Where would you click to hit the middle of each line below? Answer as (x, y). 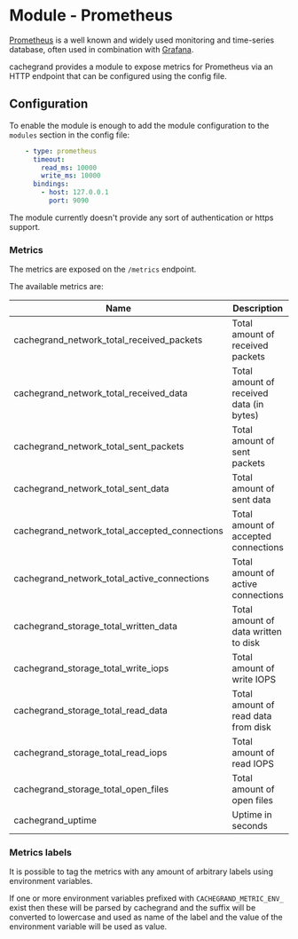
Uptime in (252, 815)
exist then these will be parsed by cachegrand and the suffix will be (133, 908)
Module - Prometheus (91, 16)
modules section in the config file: (70, 135)
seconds (250, 826)
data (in (248, 405)
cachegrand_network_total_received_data (101, 393)
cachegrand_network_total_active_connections (112, 579)
